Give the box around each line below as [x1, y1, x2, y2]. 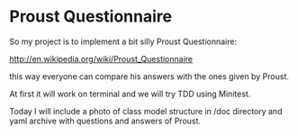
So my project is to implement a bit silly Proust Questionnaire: [9, 36, 237, 47]
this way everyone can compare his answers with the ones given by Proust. [9, 70, 290, 82]
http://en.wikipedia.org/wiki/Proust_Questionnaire [9, 53, 194, 64]
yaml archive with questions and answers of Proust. [9, 115, 201, 126]
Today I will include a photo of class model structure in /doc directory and [9, 105, 283, 116]
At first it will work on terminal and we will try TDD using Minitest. [9, 88, 251, 99]
